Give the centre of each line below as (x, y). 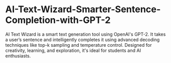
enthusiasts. (18, 56)
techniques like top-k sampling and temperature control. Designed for (79, 45)
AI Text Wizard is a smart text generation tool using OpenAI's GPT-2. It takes (86, 34)
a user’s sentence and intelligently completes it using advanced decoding (82, 40)
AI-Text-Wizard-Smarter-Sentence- (83, 9)
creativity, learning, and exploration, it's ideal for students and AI (73, 50)
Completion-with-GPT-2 (58, 20)
